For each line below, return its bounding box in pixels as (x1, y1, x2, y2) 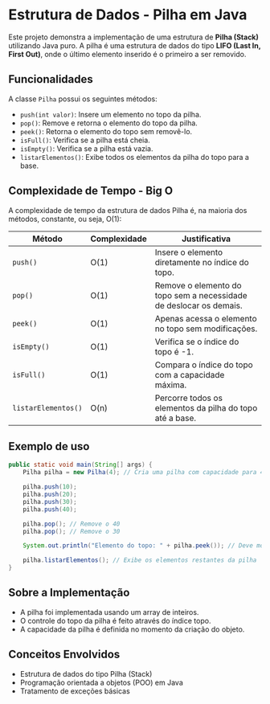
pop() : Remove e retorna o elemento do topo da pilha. (19, 118, 198, 128)
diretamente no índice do (154, 256, 249, 268)
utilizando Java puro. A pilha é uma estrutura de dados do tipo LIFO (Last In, (8, 40, 261, 50)
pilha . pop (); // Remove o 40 (22, 520, 121, 528)
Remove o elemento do (154, 280, 243, 291)
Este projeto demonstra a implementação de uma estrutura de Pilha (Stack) (8, 32, 260, 42)
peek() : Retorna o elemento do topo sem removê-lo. (19, 126, 193, 136)
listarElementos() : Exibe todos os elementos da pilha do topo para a (19, 152, 249, 162)
